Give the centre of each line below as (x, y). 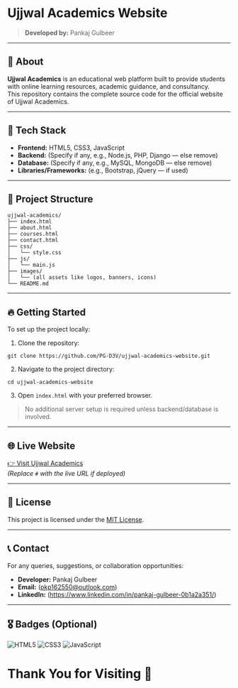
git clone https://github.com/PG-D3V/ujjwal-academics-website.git (109, 356)
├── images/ (25, 271)
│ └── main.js (31, 265)
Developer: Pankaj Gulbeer (57, 579)
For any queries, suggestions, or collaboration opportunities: (96, 565)
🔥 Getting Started (47, 312)
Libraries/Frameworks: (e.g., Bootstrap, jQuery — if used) (103, 170)
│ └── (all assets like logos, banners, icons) (82, 278)
